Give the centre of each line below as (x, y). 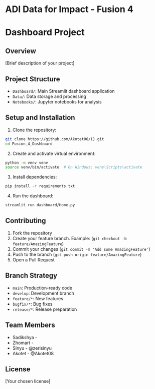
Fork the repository (32, 233)
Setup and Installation (40, 118)
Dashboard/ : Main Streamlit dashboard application (63, 91)
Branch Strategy (31, 276)
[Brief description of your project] (40, 63)
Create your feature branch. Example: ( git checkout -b (69, 238)
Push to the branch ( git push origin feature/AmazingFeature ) (77, 254)
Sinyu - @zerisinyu (32, 348)
